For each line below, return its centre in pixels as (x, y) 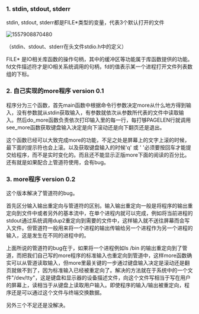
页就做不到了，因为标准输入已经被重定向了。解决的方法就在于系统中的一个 (97, 270)
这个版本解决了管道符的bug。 (42, 193)
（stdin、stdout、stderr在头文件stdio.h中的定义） (67, 47)
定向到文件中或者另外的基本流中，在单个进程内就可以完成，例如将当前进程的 (99, 213)
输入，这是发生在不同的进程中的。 (48, 235)
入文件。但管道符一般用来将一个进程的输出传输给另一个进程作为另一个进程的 (99, 228)
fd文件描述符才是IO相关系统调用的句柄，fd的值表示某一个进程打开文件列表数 (99, 66)
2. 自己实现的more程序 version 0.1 (55, 91)
